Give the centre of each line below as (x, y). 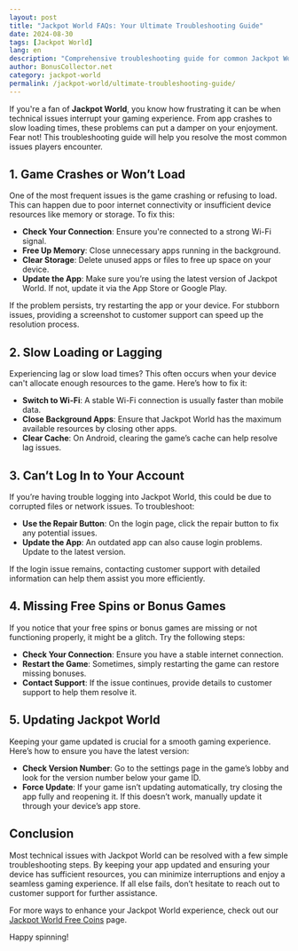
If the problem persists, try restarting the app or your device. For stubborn (145, 305)
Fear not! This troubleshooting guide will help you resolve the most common (148, 137)
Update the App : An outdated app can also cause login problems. (142, 543)
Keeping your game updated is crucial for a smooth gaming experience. (140, 741)
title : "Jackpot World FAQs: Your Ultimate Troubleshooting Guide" (137, 26)
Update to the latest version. (74, 552)
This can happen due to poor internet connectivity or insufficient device (141, 205)
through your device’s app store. (81, 805)
